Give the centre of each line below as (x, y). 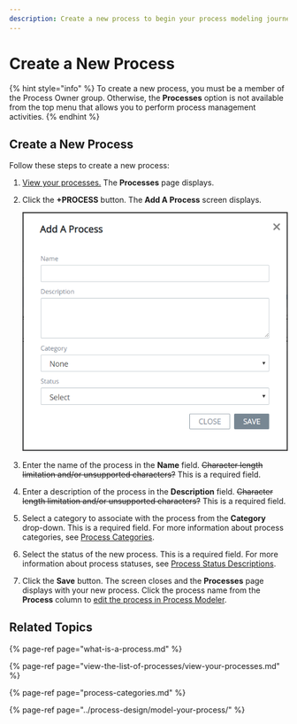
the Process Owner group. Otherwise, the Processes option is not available (147, 97)
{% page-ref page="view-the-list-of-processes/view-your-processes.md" (145, 666)
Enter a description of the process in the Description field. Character (148, 491)
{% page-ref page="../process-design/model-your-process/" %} (127, 710)
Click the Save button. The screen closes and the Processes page (143, 580)
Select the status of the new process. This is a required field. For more (150, 554)
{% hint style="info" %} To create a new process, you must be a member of (147, 88)
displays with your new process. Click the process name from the (141, 590)
